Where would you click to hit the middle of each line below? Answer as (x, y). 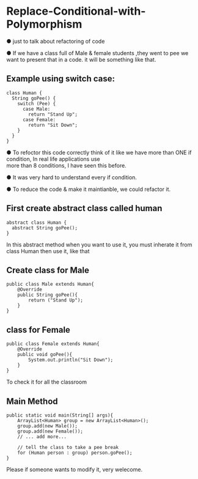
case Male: (36, 109)
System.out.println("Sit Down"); (71, 360)
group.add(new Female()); (50, 431)
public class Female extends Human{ (53, 344)
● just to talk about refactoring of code (56, 41)
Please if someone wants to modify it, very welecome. (74, 470)
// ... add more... (42, 437)
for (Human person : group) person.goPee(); (75, 453)
